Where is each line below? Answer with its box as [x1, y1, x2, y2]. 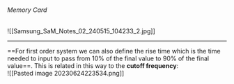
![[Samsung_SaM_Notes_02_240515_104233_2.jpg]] [7, 27, 155, 35]
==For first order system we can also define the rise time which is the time [7, 47, 221, 56]
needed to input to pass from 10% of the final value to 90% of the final [7, 54, 210, 62]
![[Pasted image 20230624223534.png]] [7, 69, 125, 78]
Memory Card [7, 6, 47, 14]
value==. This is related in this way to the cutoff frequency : [7, 62, 179, 70]
